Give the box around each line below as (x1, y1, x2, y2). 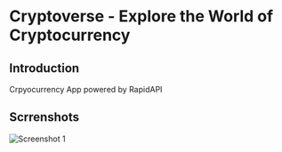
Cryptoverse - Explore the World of (9, 6, 274, 27)
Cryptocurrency (9, 25, 131, 45)
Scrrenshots (9, 109, 80, 125)
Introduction (9, 60, 80, 76)
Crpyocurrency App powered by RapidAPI (9, 84, 163, 94)
